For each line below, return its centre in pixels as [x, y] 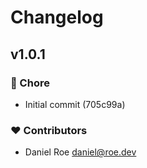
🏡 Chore [30, 83]
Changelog [57, 17]
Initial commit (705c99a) [75, 104]
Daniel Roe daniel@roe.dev [80, 152]
